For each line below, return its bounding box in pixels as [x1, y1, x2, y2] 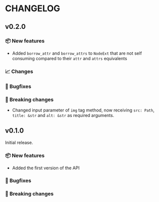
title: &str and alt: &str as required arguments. [12, 112, 114, 118]
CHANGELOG [5, 3, 60, 14]
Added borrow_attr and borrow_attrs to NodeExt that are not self [12, 50, 142, 56]
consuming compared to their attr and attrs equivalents [12, 55, 127, 61]
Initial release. [5, 139, 33, 145]
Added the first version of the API [12, 165, 80, 171]
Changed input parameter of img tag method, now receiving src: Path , [12, 107, 155, 113]
